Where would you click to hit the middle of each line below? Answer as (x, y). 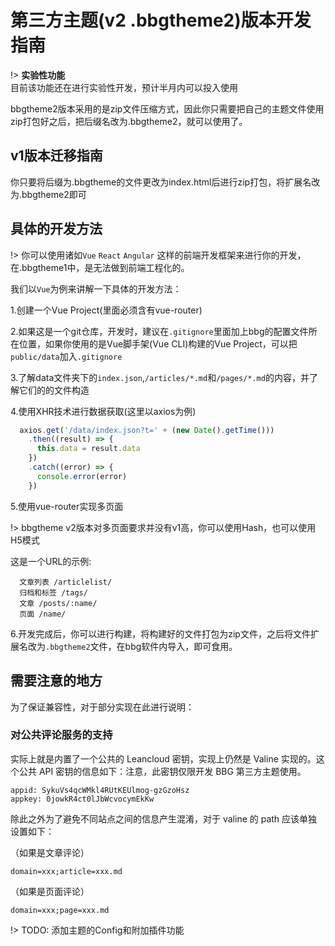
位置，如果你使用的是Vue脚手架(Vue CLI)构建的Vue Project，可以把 (158, 343)
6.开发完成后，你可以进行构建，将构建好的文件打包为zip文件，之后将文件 (160, 633)
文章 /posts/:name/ (58, 603)
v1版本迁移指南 (56, 156)
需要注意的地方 (56, 681)
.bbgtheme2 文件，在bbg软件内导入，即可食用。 (141, 646)
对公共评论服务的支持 (61, 735)
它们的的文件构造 (54, 390)
